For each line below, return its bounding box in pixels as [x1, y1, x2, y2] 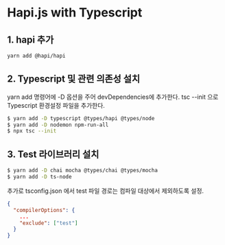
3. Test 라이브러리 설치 [7, 148, 99, 160]
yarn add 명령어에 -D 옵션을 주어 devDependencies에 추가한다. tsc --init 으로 [7, 93, 219, 101]
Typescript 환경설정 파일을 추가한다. [7, 101, 105, 109]
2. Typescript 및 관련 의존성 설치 [7, 73, 141, 85]
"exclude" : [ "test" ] [19, 220, 78, 226]
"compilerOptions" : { [13, 207, 75, 213]
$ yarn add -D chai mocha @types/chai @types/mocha [7, 167, 158, 174]
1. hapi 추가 [7, 34, 54, 45]
